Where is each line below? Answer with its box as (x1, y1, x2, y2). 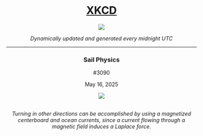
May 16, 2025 (84, 81, 119, 88)
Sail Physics (83, 55, 120, 64)
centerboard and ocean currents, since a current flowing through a (18, 117, 185, 124)
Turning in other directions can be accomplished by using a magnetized (11, 110, 192, 117)
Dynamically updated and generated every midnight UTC (30, 34, 173, 42)
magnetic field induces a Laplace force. (51, 123, 152, 130)
